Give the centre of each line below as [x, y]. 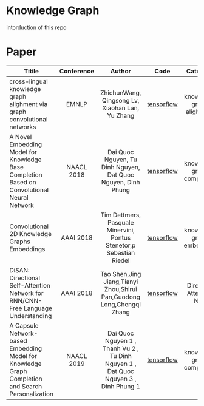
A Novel [21, 137]
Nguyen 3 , [121, 379]
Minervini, [121, 230]
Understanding [31, 316]
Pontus [121, 237]
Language [38, 308]
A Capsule [24, 325]
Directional [25, 278]
